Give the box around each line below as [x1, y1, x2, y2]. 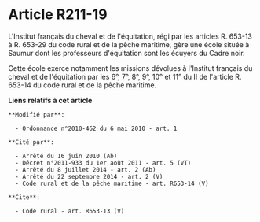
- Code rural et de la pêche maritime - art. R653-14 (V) [15, 179, 210, 187]
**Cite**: [8, 193, 41, 202]
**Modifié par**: [8, 110, 65, 119]
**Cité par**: [8, 138, 55, 146]
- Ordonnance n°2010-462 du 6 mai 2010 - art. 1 [15, 124, 178, 132]
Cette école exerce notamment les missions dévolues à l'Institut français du [8, 63, 253, 72]
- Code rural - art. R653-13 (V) [15, 207, 125, 215]
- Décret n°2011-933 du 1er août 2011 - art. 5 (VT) [15, 159, 192, 167]
